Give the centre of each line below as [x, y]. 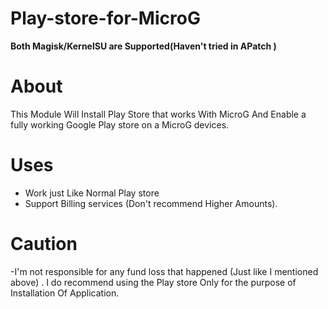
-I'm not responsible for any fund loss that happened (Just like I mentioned [164, 271]
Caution [44, 244]
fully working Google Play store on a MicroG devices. [120, 124]
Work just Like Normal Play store [92, 193]
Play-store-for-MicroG [105, 18]
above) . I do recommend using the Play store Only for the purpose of [153, 282]
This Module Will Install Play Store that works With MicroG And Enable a [158, 114]
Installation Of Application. [65, 293]
